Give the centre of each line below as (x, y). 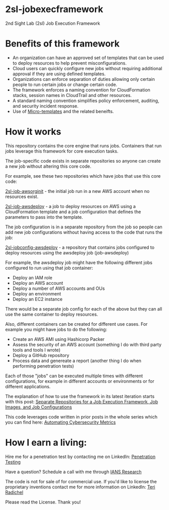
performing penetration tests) (43, 366)
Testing (13, 462)
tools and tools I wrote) (36, 350)
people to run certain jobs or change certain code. (65, 84)
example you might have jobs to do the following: (56, 329)
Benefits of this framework (63, 44)
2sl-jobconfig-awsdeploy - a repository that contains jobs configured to (80, 247)
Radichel (14, 492)
